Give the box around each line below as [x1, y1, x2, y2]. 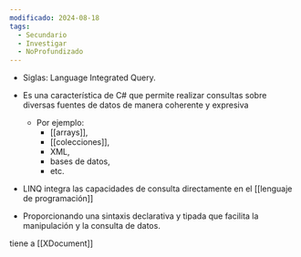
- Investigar [17, 38, 67, 48]
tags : [9, 22, 30, 31]
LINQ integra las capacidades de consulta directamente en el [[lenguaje [22, 183, 293, 194]
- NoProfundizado [17, 47, 84, 57]
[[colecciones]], [49, 137, 110, 148]
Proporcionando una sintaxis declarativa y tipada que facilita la [22, 211, 259, 221]
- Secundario [17, 30, 67, 39]
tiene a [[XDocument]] [9, 238, 94, 249]
